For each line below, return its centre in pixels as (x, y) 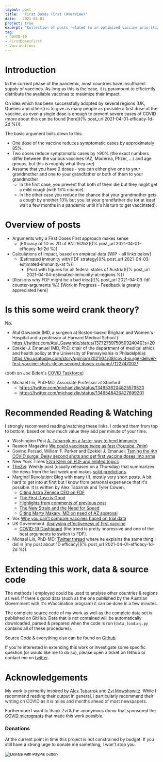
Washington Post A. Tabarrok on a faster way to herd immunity (75, 441)
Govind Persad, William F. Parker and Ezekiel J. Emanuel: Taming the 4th (85, 451)
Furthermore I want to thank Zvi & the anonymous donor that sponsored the (81, 711)
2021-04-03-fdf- (135, 280)
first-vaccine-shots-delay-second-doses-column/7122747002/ (75, 364)
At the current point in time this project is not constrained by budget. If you (80, 739)
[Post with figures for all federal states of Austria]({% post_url (88, 269)
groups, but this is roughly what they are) (53, 163)
